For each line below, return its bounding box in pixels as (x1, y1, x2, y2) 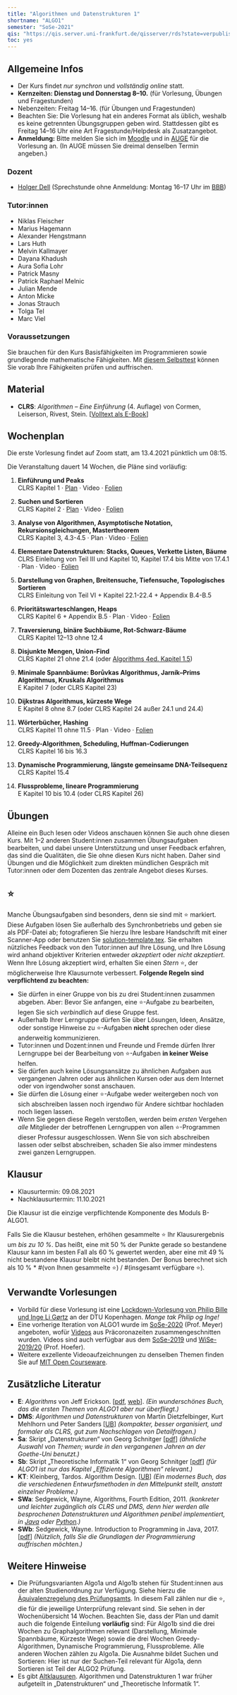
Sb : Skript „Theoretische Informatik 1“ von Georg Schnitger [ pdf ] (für (17, 1457, 217, 1465)
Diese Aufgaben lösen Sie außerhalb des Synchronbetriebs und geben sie (7, 920, 222, 929)
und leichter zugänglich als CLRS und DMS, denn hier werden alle (17, 1502, 209, 1511)
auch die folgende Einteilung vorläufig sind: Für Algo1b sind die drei (17, 1619, 215, 1628)
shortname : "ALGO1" (7, 17, 65, 24)
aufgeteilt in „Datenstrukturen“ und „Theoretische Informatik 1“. (17, 1679, 200, 1688)
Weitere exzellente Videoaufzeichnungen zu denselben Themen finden (17, 1350, 224, 1359)
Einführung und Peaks (17, 476, 85, 485)
